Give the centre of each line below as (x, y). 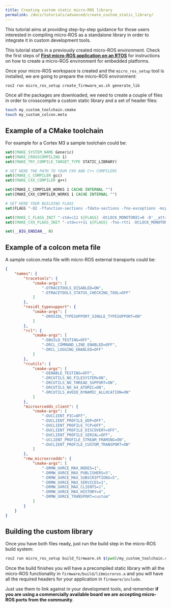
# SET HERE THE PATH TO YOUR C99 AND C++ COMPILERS (61, 171)
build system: (19, 549)
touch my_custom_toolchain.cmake (41, 110)
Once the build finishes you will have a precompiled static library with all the (85, 568)
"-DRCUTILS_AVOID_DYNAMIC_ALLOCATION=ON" (86, 392)
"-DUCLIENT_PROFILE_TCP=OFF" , (74, 425)
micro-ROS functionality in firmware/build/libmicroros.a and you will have (84, 574)
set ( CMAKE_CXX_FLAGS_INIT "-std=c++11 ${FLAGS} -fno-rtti (68, 222)
